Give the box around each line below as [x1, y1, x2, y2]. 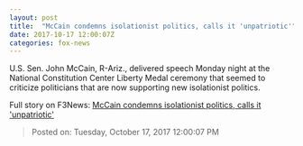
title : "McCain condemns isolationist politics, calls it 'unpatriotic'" [9, 22, 297, 31]
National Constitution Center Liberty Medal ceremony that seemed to [9, 73, 266, 84]
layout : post [9, 13, 59, 23]
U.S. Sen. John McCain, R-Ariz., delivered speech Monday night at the [9, 63, 271, 74]
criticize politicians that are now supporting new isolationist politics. [9, 82, 261, 93]
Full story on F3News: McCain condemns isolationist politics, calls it [9, 100, 262, 111]
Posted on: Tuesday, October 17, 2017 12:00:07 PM [31, 127, 219, 138]
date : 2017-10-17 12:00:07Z [9, 30, 115, 39]
